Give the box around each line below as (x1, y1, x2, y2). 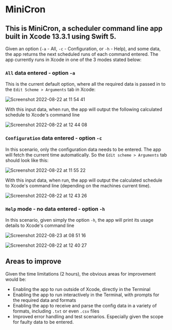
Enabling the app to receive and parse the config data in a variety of (12, 302, 157, 308)
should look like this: (5, 157, 49, 163)
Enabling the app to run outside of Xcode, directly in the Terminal (12, 286, 150, 292)
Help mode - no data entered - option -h (5, 205, 105, 212)
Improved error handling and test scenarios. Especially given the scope (12, 313, 163, 319)
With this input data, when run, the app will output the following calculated (5, 106, 163, 112)
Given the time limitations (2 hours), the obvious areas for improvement (5, 270, 156, 277)
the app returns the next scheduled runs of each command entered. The (5, 51, 159, 57)
